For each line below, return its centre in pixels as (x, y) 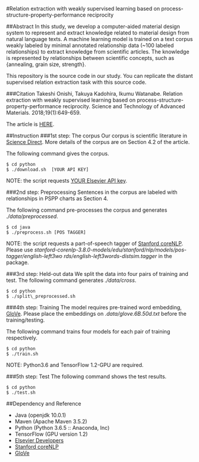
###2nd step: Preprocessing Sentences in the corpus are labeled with (92, 192)
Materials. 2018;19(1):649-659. (44, 113)
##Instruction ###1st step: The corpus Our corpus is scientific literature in (97, 136)
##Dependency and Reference (44, 403)
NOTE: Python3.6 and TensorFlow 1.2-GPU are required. (75, 365)
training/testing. (26, 320)
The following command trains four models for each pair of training (88, 331)
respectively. (22, 338)
